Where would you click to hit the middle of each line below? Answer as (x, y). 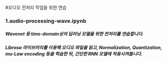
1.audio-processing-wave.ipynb (46, 21)
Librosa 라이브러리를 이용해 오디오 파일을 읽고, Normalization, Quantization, (83, 47)
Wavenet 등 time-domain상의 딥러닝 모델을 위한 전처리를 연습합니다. (75, 34)
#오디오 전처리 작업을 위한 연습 (36, 7)
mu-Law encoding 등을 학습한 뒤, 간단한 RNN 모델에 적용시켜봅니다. (74, 54)
